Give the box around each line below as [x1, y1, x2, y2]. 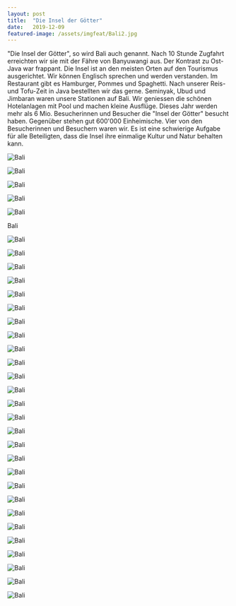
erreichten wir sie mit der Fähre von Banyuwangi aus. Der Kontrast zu [7, 57, 210, 66]
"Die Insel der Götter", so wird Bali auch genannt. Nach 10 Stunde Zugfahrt [7, 49, 225, 58]
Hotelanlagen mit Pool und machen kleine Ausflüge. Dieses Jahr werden [7, 102, 218, 110]
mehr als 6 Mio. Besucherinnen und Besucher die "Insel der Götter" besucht [7, 109, 229, 118]
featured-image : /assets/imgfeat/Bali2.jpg [7, 30, 138, 37]
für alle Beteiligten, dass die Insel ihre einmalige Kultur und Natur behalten [7, 132, 223, 141]
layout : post [7, 10, 46, 18]
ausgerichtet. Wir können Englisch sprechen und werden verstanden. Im [7, 72, 218, 81]
